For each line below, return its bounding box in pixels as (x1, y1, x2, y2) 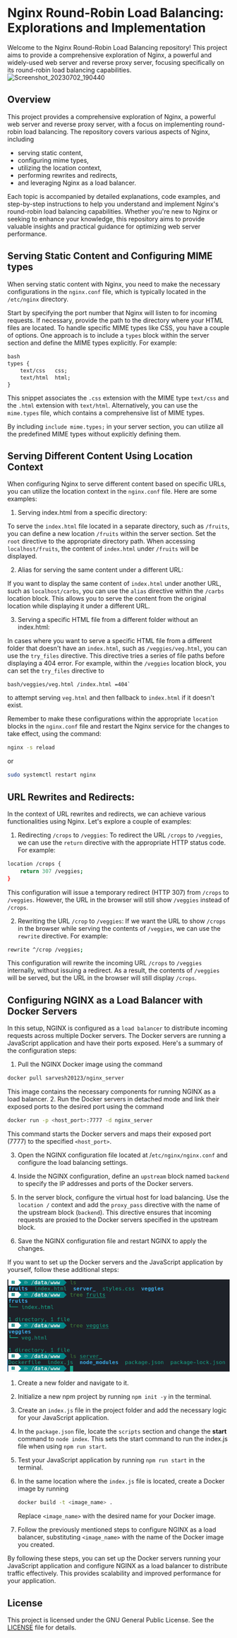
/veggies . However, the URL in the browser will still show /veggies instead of (7, 896, 230, 904)
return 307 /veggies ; (20, 867, 83, 875)
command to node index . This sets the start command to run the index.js (17, 1435, 228, 1443)
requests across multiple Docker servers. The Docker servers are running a (7, 1032, 226, 1040)
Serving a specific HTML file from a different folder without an (17, 616, 198, 624)
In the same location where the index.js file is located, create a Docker (17, 1477, 225, 1486)
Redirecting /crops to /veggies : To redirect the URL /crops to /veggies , (17, 831, 224, 839)
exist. (7, 701, 23, 709)
